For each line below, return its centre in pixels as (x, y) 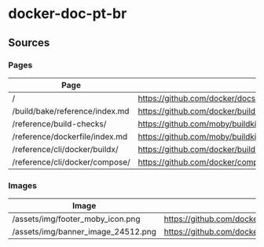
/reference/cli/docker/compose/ (71, 162)
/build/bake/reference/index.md (71, 111)
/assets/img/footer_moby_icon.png (76, 219)
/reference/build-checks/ (59, 124)
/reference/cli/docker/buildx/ (65, 149)
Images (23, 185)
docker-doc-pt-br (68, 14)
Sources (29, 43)
